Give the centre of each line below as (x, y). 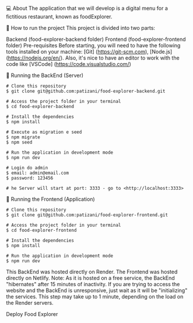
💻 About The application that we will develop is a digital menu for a (87, 8)
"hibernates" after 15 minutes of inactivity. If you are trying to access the (93, 284)
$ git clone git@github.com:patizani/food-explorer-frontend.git (87, 215)
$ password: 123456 (30, 178)
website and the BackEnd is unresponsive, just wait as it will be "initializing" (97, 290)
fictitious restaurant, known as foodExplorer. (59, 17)
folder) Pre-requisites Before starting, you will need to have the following (93, 45)
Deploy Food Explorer (32, 314)
